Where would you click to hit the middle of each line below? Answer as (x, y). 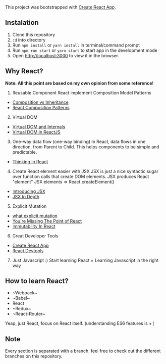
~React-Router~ (29, 314)
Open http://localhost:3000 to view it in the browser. (66, 55)
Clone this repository (34, 35)
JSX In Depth (26, 196)
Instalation (22, 23)
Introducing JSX (29, 191)
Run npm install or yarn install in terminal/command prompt (76, 45)
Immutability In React (34, 226)
